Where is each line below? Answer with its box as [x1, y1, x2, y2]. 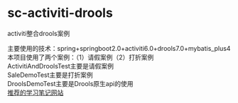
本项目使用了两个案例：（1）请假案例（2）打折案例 [7, 53, 154, 61]
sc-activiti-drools [7, 5, 114, 21]
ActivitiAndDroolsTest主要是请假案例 [7, 61, 114, 70]
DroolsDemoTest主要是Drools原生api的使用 [7, 79, 134, 87]
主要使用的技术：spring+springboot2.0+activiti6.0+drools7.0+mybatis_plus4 [7, 44, 231, 52]
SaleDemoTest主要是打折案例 [7, 71, 94, 79]
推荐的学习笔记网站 [7, 88, 64, 97]
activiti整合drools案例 [7, 29, 70, 37]
